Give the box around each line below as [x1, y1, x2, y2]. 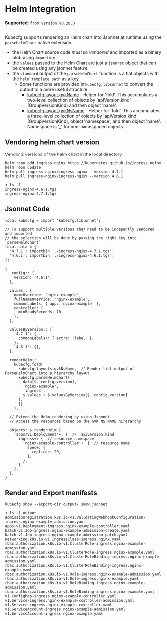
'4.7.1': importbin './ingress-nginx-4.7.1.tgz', [9, 248, 114, 254]
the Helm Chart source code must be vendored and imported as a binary [12, 49, 162, 55]
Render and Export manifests [5, 488, 98, 497]
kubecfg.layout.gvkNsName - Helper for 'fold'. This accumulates [27, 107, 160, 113]
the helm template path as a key [12, 76, 79, 82]
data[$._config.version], [23, 379, 77, 384]
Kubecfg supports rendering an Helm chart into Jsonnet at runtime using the [5, 34, 162, 40]
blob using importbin [12, 54, 56, 60]
